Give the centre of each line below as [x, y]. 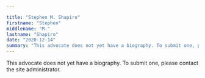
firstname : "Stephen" [34, 23]
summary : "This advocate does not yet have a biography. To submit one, [101, 46]
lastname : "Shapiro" [33, 34]
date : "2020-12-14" [31, 40]
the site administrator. [34, 69]
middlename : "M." [28, 29]
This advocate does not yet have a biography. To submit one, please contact [103, 63]
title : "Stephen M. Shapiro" [43, 17]
